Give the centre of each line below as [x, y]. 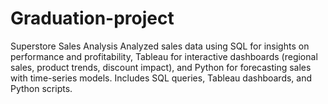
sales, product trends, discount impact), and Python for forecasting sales [161, 67]
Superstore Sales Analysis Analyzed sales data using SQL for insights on [160, 46]
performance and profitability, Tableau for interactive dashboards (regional [164, 56]
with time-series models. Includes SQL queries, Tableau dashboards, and [161, 78]
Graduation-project [92, 18]
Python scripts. [41, 88]
